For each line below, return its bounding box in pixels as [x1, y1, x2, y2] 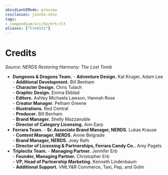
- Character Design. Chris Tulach [12, 84, 82, 90]
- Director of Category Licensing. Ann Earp [12, 121, 104, 127]
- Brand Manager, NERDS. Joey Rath [12, 137, 89, 143]
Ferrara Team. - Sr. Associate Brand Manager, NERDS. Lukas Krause [12, 127, 157, 133]
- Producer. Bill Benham [12, 111, 63, 117]
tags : [5, 16, 17, 21]
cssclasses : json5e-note [5, 12, 57, 17]
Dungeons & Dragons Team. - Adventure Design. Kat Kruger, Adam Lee [12, 73, 163, 80]
